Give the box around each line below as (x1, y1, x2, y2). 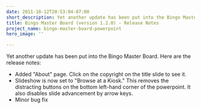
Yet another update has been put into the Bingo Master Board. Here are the (6, 53, 191, 60)
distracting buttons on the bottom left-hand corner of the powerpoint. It (14, 83, 191, 90)
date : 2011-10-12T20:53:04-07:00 (6, 8, 90, 15)
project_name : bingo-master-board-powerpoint (6, 25, 121, 32)
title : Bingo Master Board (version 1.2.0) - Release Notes (6, 20, 160, 26)
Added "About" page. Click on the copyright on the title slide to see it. (14, 71, 187, 78)
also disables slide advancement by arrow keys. (14, 90, 133, 97)
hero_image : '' (6, 31, 44, 37)
